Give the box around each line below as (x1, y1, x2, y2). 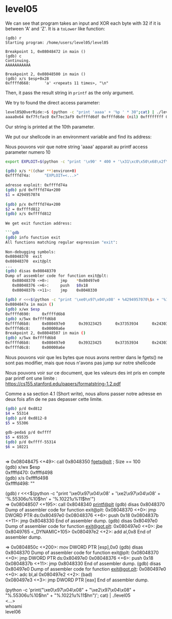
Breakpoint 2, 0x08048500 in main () (5, 72, 86, 77)
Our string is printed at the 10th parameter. (5, 123, 95, 130)
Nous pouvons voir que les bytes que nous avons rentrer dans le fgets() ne (5, 354, 163, 360)
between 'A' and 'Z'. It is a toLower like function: (5, 25, 105, 31)
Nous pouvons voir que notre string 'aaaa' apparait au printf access (5, 144, 148, 150)
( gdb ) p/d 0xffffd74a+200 (5, 187, 60, 193)
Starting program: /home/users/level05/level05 (5, 40, 109, 45)
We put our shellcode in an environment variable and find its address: (5, 133, 152, 139)
